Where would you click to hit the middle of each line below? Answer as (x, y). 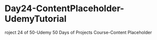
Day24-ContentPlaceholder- (64, 9)
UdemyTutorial (36, 19)
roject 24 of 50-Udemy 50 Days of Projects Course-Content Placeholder (78, 32)
